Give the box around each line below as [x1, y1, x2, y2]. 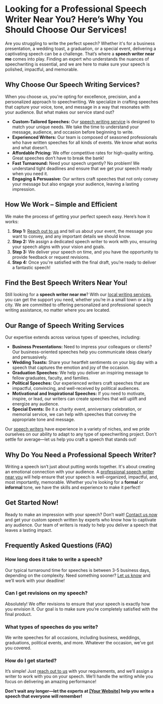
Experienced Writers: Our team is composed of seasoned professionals [12, 134, 157, 140]
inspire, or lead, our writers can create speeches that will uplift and [12, 396, 146, 402]
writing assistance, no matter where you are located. [5, 307, 110, 313]
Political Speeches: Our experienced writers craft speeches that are [12, 380, 150, 386]
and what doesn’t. [12, 144, 49, 150]
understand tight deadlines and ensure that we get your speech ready [12, 165, 152, 171]
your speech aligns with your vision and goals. [12, 244, 106, 250]
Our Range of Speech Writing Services [5, 321, 125, 330]
